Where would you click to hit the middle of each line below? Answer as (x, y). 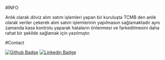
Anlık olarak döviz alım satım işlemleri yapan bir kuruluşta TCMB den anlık (81, 17)
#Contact (15, 43)
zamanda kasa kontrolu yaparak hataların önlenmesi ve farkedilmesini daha (82, 28)
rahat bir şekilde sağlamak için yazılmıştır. (48, 33)
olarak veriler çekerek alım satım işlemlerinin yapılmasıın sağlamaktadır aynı (83, 23)
